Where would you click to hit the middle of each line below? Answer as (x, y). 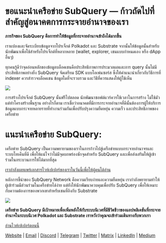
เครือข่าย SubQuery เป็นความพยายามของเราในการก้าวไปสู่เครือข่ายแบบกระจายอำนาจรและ (79, 148)
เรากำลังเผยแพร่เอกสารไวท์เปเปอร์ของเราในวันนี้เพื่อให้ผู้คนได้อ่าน (58, 170)
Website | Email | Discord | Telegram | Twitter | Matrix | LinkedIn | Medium (80, 235)
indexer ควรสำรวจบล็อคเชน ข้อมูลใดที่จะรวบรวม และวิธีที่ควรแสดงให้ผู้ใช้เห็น (69, 78)
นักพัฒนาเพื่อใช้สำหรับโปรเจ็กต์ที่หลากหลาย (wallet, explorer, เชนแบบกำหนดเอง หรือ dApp (83, 51)
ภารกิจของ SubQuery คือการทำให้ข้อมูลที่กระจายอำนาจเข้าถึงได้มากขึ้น (63, 36)
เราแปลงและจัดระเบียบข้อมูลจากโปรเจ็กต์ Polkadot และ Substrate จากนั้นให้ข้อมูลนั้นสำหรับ (82, 46)
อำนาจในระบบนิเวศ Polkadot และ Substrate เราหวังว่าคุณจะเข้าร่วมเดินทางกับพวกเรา (78, 215)
